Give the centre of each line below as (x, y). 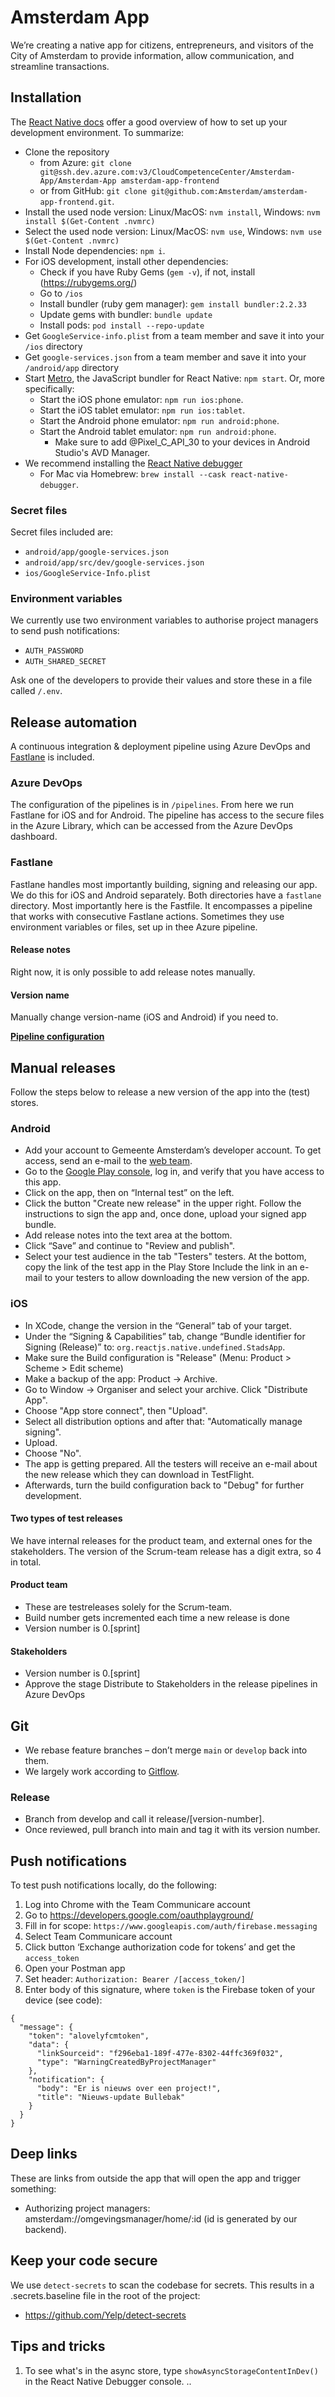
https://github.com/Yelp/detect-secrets (105, 2315)
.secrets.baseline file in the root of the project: (105, 2295)
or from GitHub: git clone (93, 190)
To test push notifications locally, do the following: (113, 1885)
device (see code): (63, 2000)
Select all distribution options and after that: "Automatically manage (163, 1421)
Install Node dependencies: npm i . (95, 250)
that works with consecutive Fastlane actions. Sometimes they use (147, 916)
